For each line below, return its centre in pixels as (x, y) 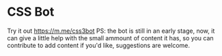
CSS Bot (31, 12)
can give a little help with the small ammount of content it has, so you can (110, 38)
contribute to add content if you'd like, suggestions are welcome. (98, 45)
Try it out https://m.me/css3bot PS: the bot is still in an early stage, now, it (111, 31)
